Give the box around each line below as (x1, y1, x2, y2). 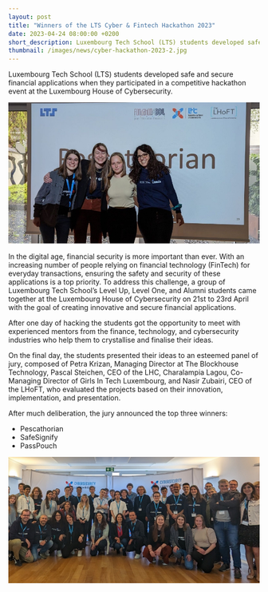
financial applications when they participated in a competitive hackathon (8, 78, 246, 88)
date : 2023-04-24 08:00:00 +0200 (8, 30, 120, 38)
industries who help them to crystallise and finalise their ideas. (8, 336, 214, 345)
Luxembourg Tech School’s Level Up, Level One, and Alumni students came (8, 286, 257, 296)
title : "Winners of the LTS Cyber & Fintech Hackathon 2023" (8, 21, 216, 30)
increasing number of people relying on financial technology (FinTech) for (8, 260, 250, 270)
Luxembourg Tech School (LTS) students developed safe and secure (8, 70, 234, 79)
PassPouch (19, 441, 57, 451)
